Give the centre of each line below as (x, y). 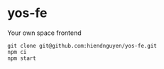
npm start (22, 58)
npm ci (17, 52)
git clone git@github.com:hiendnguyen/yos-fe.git (82, 46)
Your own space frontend (44, 33)
